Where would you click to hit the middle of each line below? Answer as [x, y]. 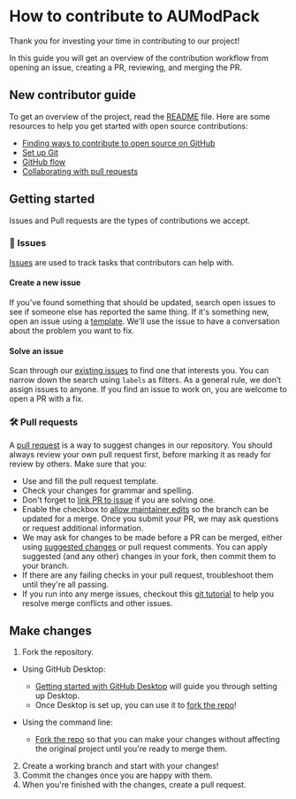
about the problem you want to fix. [72, 331]
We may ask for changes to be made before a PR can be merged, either [152, 537]
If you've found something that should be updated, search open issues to [143, 303]
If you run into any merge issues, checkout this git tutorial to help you [148, 594]
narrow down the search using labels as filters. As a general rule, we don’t [145, 380]
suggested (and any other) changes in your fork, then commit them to [149, 556]
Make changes [51, 630]
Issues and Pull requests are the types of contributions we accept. [129, 220]
